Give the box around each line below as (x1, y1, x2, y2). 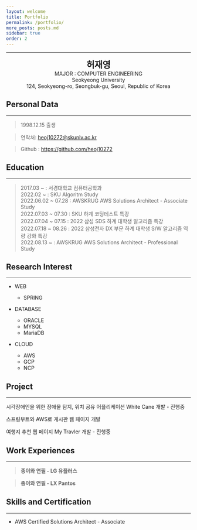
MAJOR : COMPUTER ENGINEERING (55, 70, 142, 77)
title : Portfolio (6, 14, 49, 20)
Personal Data (6, 100, 59, 110)
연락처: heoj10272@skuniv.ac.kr (20, 134, 97, 141)
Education (6, 162, 45, 173)
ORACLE (23, 317, 45, 324)
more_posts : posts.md (6, 25, 59, 31)
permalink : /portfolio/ (6, 19, 64, 25)
